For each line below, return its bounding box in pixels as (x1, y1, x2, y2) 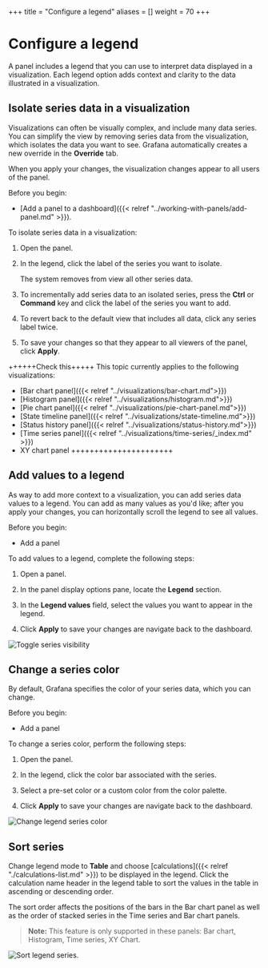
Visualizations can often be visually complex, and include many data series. (8, 123, 258, 132)
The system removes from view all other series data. (19, 274, 194, 284)
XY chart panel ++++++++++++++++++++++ (19, 445, 174, 455)
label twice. (19, 322, 58, 332)
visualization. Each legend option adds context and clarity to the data (8, 70, 236, 79)
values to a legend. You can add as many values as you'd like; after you (8, 498, 244, 508)
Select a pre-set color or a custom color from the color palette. (19, 785, 227, 796)
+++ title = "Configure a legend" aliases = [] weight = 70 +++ (8, 7, 210, 16)
